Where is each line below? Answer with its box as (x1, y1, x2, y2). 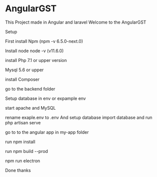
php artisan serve (5, 119, 41, 125)
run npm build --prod (5, 148, 48, 154)
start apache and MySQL (5, 105, 56, 111)
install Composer (5, 76, 39, 82)
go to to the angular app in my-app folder (5, 129, 89, 135)
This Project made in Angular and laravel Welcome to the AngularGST (5, 19, 147, 25)
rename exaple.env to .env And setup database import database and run (5, 114, 153, 120)
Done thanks (5, 167, 31, 173)
